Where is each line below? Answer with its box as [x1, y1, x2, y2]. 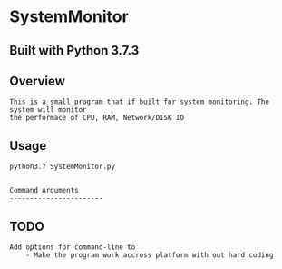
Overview [9, 73, 66, 88]
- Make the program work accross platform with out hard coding [25, 251, 274, 260]
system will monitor [9, 105, 88, 115]
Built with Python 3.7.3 [9, 43, 140, 58]
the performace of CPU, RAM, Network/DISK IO [9, 114, 184, 123]
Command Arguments [9, 186, 79, 195]
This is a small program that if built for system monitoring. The [9, 97, 270, 106]
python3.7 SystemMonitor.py [9, 162, 116, 172]
